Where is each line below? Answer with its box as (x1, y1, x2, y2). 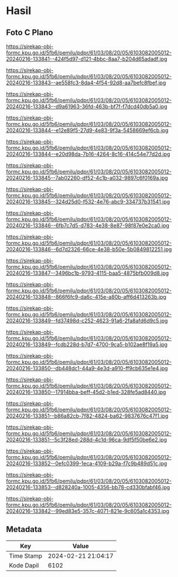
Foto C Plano (6, 28, 53, 37)
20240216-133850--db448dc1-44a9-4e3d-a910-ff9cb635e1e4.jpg (6, 365, 168, 371)
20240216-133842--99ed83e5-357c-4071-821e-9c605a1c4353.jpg (6, 508, 170, 514)
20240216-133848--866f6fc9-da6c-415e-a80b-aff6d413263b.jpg (6, 293, 167, 300)
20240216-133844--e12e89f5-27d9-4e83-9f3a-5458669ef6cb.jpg (6, 127, 169, 134)
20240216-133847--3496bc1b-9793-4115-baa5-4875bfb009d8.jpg (6, 269, 169, 276)
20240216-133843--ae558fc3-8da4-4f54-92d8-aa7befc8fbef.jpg (6, 79, 166, 86)
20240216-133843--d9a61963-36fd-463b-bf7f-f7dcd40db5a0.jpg (6, 103, 168, 110)
